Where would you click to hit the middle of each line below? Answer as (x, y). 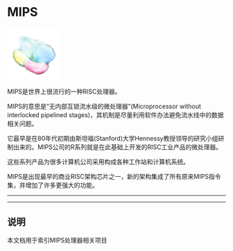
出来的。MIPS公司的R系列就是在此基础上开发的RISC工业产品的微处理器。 (118, 147)
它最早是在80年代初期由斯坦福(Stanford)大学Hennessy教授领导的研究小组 (113, 138)
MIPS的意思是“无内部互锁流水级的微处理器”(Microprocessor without (104, 106)
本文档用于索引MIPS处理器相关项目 (57, 240)
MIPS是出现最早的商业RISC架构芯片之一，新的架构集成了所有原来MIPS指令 (114, 176)
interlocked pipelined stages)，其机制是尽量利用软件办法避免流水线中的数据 (115, 114)
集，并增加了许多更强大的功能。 (53, 185)
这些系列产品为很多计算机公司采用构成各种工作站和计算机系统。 (98, 162)
